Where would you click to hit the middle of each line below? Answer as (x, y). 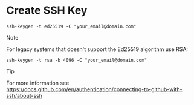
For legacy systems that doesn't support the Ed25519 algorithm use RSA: (97, 49)
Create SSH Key (47, 10)
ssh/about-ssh (24, 95)
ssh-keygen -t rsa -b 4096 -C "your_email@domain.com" (77, 60)
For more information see (38, 83)
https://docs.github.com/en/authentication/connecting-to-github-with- (94, 89)
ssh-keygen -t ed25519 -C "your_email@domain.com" (71, 26)
